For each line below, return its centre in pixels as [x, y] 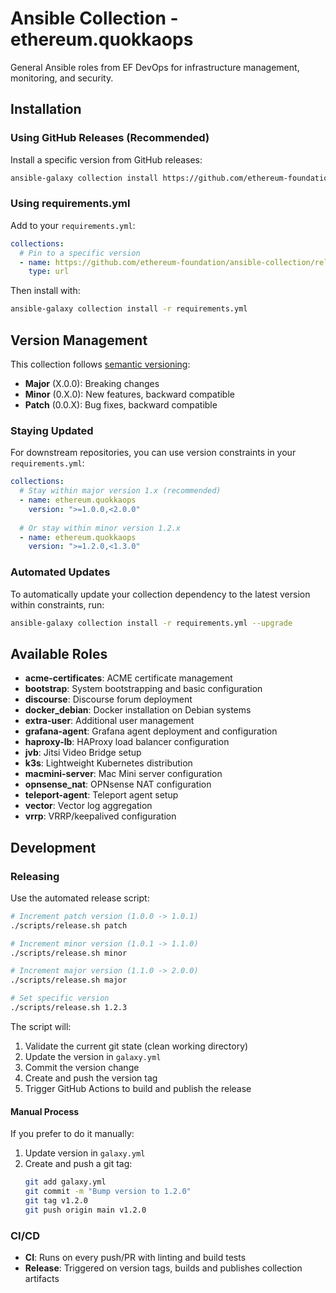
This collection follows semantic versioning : [100, 364]
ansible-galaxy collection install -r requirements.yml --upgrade [151, 623]
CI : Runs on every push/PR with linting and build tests [135, 1257]
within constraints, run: [57, 604]
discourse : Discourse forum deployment [108, 699]
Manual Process [45, 1111]
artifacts [42, 1278]
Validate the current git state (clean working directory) [136, 1046]
